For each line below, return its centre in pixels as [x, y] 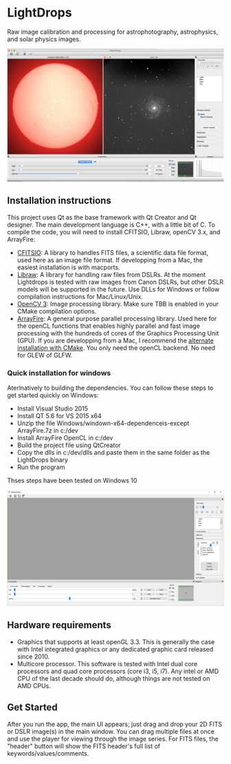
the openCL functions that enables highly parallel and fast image [109, 326]
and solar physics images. [44, 39]
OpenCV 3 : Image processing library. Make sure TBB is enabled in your [118, 304]
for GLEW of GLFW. [45, 355]
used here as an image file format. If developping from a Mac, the [110, 260]
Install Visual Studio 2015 [52, 409]
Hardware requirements [59, 625]
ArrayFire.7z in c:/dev [48, 431]
